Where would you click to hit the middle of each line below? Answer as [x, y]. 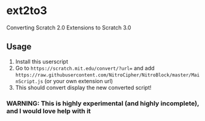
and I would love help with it [48, 111]
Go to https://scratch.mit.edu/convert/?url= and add [85, 68]
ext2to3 [27, 11]
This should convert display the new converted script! [83, 87]
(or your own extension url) [79, 81]
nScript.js [29, 81]
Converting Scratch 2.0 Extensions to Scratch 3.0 [69, 28]
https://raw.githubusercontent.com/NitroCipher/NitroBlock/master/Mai [107, 75]
